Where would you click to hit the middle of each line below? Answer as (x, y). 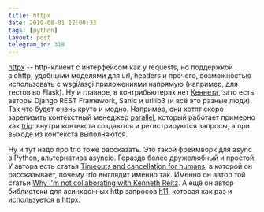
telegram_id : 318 (37, 45)
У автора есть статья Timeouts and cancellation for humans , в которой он (130, 166)
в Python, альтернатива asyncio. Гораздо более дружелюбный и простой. (132, 158)
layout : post (30, 37)
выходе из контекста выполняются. (68, 134)
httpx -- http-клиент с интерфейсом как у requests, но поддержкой (121, 67)
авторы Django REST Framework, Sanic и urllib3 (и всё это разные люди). (130, 101)
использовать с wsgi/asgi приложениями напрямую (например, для (123, 84)
